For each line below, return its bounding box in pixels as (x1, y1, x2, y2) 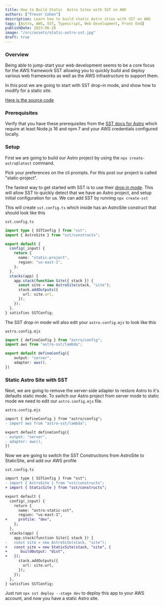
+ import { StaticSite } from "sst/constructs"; (5, 485, 107, 490)
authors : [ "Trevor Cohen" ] (5, 12, 61, 17)
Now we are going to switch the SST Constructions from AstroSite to (5, 452, 144, 458)
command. (33, 160, 55, 166)
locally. (5, 131, 20, 137)
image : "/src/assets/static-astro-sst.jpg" (5, 30, 96, 35)
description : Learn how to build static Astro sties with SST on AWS (5, 16, 151, 21)
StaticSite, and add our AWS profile (5, 458, 77, 464)
